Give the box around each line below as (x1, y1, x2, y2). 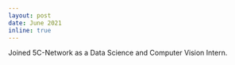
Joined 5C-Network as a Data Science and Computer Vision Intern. (8, 48, 228, 58)
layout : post (8, 11, 52, 20)
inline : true (8, 26, 52, 34)
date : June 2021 (8, 19, 62, 27)
